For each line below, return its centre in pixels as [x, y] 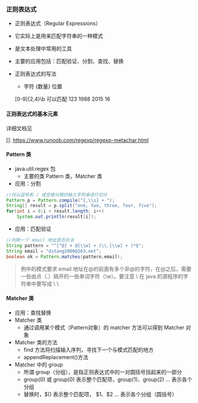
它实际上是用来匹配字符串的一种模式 [59, 36]
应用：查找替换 [33, 312]
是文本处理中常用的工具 [43, 49]
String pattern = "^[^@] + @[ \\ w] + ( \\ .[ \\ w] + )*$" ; [75, 245]
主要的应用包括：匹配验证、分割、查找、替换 [69, 61]
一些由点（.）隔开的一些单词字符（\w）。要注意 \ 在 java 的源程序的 [102, 276]
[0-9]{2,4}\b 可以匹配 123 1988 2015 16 [62, 99]
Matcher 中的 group [39, 364]
